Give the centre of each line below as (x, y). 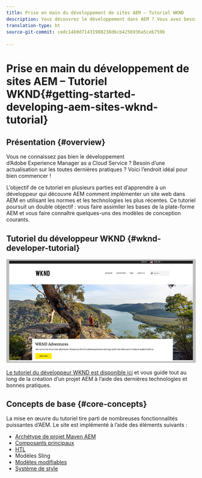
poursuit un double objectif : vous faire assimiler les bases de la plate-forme (100, 207)
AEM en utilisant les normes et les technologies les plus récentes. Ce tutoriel (101, 200)
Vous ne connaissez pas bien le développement (66, 157)
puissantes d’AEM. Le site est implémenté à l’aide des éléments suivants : (97, 425)
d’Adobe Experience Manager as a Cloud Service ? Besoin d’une (86, 163)
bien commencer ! (29, 176)
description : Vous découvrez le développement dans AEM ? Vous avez (94, 19)
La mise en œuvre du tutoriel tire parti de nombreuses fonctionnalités (92, 418)
